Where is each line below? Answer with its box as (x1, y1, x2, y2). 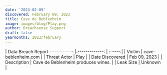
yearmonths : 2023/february (5, 35, 61, 40)
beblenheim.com (5, 54, 40, 60)
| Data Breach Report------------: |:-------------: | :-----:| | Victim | (5, 48, 142, 55)
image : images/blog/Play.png (5, 21, 66, 26)
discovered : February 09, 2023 (5, 12, 70, 17)
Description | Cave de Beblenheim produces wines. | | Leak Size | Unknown (5, 59, 161, 65)
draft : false (5, 30, 32, 35)
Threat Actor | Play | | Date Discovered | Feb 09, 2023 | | (46, 54, 162, 60)
